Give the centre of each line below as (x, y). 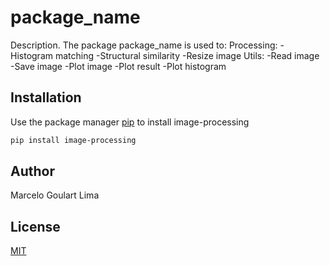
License (35, 226)
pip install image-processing (73, 140)
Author (32, 171)
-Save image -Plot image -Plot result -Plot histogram (118, 66)
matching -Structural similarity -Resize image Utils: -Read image (187, 55)
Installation (46, 97)
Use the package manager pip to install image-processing (130, 122)
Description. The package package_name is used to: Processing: (144, 45)
